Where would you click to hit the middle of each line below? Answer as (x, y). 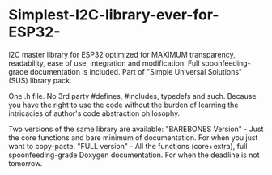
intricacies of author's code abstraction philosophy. (94, 113)
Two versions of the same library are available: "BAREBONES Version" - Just (136, 129)
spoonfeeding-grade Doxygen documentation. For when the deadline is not (134, 155)
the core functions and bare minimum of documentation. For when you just (133, 137)
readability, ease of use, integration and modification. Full (104, 63)
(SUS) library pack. (40, 80)
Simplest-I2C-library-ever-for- (114, 15)
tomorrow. (25, 163)
